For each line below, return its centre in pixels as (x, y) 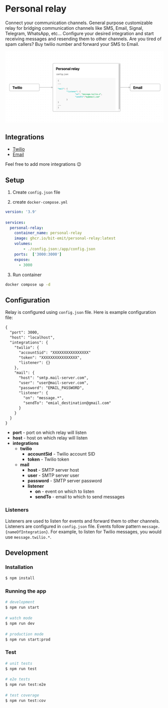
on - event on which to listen (65, 491)
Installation (19, 567)
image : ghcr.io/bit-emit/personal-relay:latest (65, 238)
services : (16, 222)
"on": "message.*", (44, 398)
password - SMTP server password (65, 481)
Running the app (26, 591)
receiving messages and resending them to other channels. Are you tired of (83, 39)
